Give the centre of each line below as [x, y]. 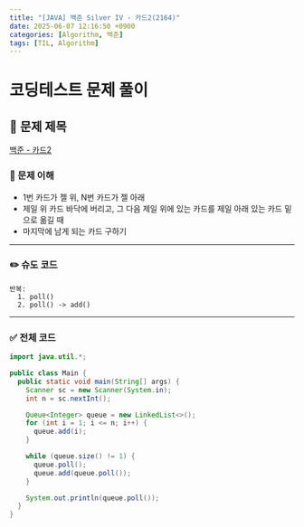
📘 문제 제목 [38, 126]
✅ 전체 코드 [33, 337]
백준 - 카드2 [31, 150]
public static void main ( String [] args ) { [99, 381]
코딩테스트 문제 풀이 [79, 90]
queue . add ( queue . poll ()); [82, 473]
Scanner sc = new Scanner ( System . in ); [99, 390]
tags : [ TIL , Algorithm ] [54, 43]
